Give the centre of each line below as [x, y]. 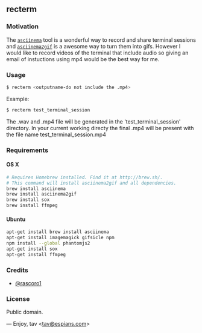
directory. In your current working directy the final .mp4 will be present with [100, 128]
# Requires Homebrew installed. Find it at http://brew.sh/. [85, 177]
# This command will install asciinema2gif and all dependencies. [91, 183]
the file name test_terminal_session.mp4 [56, 134]
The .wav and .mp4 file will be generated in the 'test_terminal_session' [93, 121]
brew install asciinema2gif [42, 194]
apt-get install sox [32, 249]
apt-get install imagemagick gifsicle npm [60, 238]
